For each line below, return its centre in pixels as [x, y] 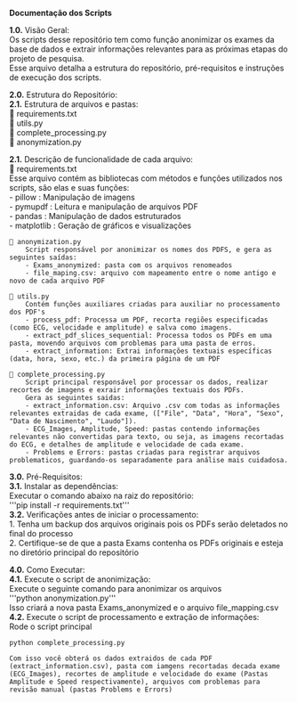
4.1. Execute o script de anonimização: [80, 579]
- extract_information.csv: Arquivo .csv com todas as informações [153, 405]
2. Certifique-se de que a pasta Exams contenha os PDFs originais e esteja [146, 543]
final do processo [41, 533]
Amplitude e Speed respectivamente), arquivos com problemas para [135, 682]
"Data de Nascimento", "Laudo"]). [73, 421]
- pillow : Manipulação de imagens [72, 197]
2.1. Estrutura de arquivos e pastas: [74, 104]
